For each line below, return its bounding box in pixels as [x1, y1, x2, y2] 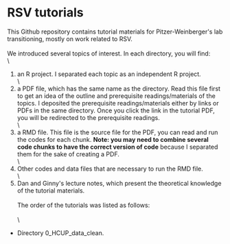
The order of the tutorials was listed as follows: [16, 201, 150, 209]
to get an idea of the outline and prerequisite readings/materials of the [16, 91, 216, 100]
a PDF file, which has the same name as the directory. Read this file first [16, 84, 221, 93]
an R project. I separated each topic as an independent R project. [16, 70, 201, 78]
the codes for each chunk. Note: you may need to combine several [16, 135, 209, 143]
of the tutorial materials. [16, 186, 85, 195]
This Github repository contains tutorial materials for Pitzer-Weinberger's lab [7, 27, 223, 36]
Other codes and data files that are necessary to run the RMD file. [16, 164, 204, 173]
